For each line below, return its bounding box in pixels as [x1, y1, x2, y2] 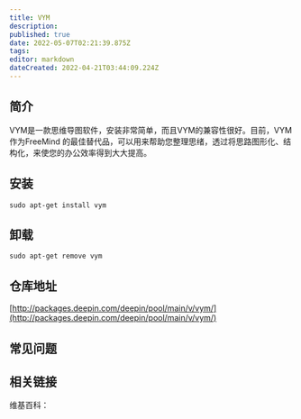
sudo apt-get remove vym [9, 251, 103, 261]
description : [9, 22, 59, 31]
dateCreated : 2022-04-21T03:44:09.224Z [9, 64, 160, 73]
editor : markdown [9, 55, 75, 64]
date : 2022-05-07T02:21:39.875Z [9, 38, 131, 48]
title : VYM [9, 13, 50, 23]
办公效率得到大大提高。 [64, 147, 151, 158]
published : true [9, 30, 70, 39]
